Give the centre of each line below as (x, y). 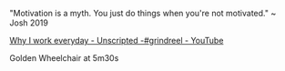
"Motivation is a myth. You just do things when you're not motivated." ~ (143, 13)
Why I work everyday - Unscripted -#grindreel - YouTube (117, 41)
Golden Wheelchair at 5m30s (64, 58)
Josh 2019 (29, 23)
